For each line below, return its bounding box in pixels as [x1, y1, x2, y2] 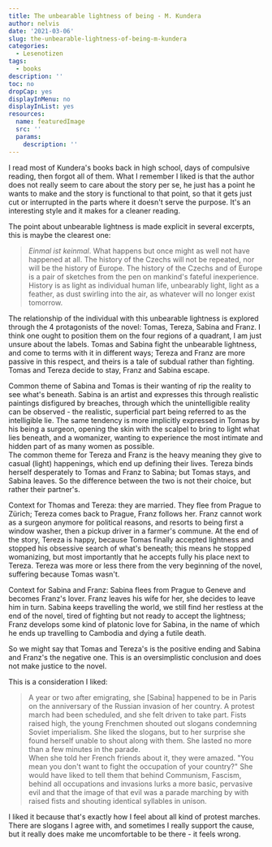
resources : [8, 110, 45, 119]
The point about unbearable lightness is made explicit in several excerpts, [8, 221, 255, 231]
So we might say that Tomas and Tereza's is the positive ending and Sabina [8, 643, 261, 654]
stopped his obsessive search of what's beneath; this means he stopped [8, 543, 252, 553]
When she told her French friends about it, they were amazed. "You [28, 753, 254, 763]
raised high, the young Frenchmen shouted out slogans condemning [28, 718, 257, 728]
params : [15, 132, 42, 140]
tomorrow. [28, 297, 63, 307]
